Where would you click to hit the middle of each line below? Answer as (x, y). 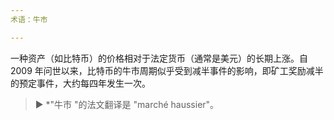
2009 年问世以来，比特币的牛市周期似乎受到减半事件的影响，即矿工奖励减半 (167, 70)
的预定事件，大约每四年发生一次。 (80, 83)
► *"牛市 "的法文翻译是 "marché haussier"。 (127, 104)
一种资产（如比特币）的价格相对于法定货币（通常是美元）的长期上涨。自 (159, 58)
